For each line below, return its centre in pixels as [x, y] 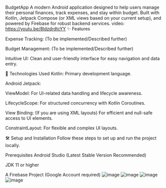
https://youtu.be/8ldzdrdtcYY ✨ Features [48, 29]
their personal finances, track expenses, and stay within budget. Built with [82, 13]
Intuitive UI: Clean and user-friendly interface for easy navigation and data [83, 58]
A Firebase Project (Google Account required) [53, 175]
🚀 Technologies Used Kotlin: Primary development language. [68, 74]
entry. [11, 64]
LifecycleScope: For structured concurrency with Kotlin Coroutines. [75, 103]
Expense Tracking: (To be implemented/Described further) [66, 39]
